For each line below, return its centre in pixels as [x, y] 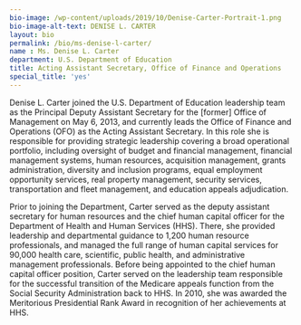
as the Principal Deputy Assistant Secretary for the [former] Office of [138, 112]
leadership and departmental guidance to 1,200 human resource [129, 235]
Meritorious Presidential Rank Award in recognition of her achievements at [148, 302]
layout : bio [32, 34]
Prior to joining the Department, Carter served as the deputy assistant [140, 206]
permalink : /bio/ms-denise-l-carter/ [81, 43]
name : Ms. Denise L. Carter [64, 52]
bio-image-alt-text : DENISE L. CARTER [83, 26]
